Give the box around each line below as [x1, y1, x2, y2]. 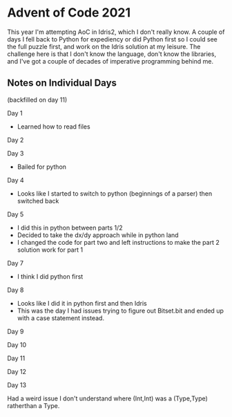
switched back [17, 196, 59, 205]
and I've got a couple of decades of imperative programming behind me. [7, 57, 214, 65]
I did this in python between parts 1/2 [17, 223, 123, 232]
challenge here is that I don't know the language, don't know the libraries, [7, 50, 216, 58]
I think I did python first [17, 272, 84, 281]
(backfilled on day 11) [7, 95, 68, 104]
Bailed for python [17, 163, 67, 171]
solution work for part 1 [17, 245, 84, 254]
